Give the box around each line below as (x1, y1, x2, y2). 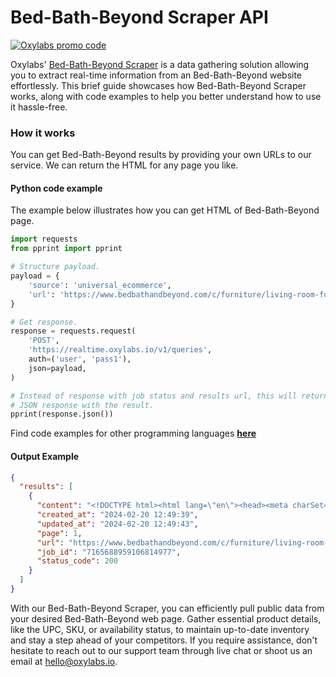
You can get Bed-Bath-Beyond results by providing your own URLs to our (10, 149, 312, 161)
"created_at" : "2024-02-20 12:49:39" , (36, 510, 199, 520)
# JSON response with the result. (10, 400, 155, 410)
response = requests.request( (10, 326, 137, 336)
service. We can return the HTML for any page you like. (10, 159, 239, 171)
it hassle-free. (10, 101, 68, 113)
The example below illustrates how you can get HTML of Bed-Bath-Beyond (10, 204, 320, 216)
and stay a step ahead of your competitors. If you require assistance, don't (10, 634, 318, 646)
